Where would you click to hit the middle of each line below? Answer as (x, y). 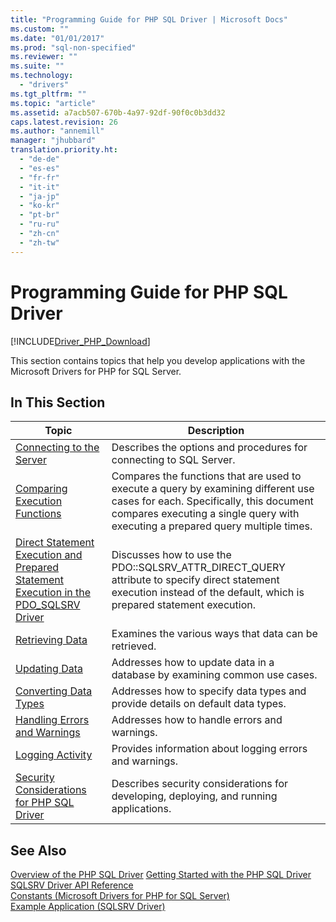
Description (216, 431)
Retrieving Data (51, 640)
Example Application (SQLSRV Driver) (88, 907)
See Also (38, 850)
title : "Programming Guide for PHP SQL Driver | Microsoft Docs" (149, 19)
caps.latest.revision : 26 (64, 122)
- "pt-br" (39, 215)
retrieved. (134, 646)
